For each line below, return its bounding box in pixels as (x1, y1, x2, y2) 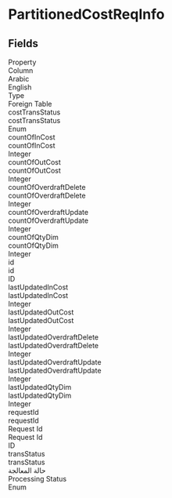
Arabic (8, 75, 30, 83)
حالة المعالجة (8, 466, 46, 475)
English (8, 82, 32, 92)
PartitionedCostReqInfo (8, 5, 165, 24)
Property (8, 57, 37, 67)
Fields (8, 37, 39, 50)
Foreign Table (8, 100, 52, 108)
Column (8, 66, 34, 75)
